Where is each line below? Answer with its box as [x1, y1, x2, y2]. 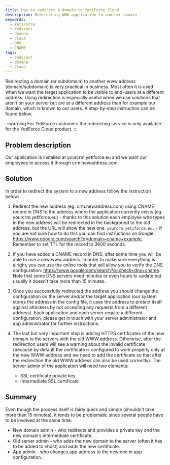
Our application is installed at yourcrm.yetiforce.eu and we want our [5, 154, 147, 160]
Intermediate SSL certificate [20, 378, 79, 384]
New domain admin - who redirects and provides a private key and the [12, 427, 160, 433]
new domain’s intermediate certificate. [12, 432, 93, 439]
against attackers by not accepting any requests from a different [12, 304, 147, 310]
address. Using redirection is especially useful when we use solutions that [5, 95, 160, 101]
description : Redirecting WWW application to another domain [5, 12, 138, 17]
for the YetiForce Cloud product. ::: [5, 126, 78, 132]
